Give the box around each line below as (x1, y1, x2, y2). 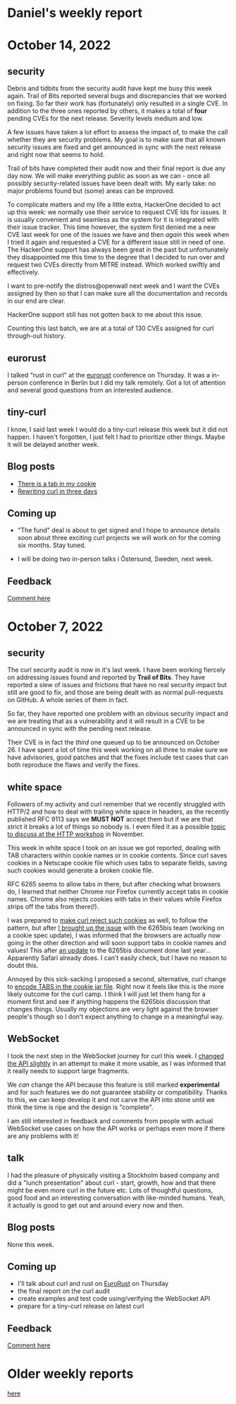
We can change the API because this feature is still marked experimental (7, 1080, 220, 1089)
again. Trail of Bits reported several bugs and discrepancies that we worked (7, 92, 227, 100)
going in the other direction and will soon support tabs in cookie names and (7, 939, 227, 947)
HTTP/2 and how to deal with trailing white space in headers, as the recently (7, 807, 230, 816)
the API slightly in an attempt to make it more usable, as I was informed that (7, 1059, 226, 1067)
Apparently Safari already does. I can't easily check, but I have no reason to (7, 954, 228, 962)
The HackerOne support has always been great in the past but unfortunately (7, 245, 229, 254)
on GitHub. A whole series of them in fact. (7, 696, 129, 704)
